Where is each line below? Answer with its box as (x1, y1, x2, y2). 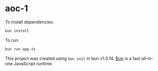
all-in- (141, 55, 154, 61)
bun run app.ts (5, 47, 36, 52)
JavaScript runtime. (14, 60, 53, 66)
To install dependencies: (5, 19, 54, 25)
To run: (5, 37, 19, 43)
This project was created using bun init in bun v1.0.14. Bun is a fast (5, 55, 140, 61)
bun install (5, 28, 29, 33)
